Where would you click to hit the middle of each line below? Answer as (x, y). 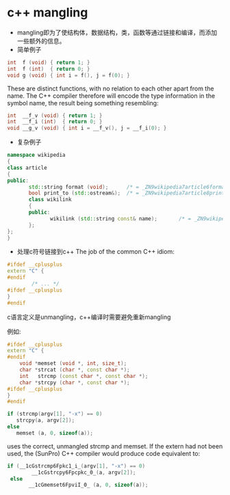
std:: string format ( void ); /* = (84, 187)
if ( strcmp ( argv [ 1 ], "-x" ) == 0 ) (55, 414)
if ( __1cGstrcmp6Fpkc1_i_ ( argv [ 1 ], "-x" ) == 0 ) (76, 466)
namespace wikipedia (37, 155)
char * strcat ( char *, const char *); (75, 370)
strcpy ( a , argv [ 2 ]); (46, 420)
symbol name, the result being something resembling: (83, 103)
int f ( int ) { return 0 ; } (49, 69)
